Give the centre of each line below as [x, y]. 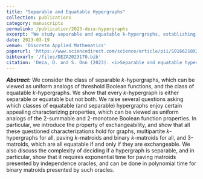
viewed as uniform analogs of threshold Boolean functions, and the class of [100, 86]
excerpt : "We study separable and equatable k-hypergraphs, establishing [101, 34]
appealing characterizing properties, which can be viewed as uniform [93, 112]
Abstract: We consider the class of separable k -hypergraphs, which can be [101, 80]
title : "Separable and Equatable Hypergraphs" [66, 12]
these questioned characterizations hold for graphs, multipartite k [88, 131]
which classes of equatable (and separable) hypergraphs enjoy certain [94, 105]
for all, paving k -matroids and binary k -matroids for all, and [112, 137]
